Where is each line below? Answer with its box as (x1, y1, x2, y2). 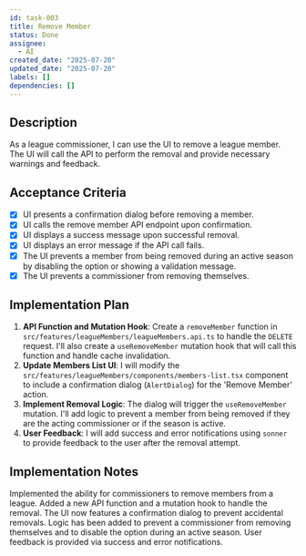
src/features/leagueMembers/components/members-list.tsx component (22, 370, 289, 381)
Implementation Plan (9, 297, 130, 313)
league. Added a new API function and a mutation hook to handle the (9, 498, 269, 509)
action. (22, 389, 49, 400)
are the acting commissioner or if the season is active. (22, 418, 226, 429)
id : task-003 (9, 13, 59, 23)
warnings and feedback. (9, 159, 101, 170)
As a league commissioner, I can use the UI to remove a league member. (9, 139, 280, 150)
